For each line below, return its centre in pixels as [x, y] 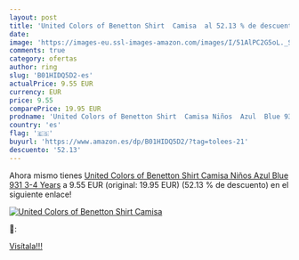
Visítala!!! [26, 246]
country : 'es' [36, 126]
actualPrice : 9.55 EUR [51, 84]
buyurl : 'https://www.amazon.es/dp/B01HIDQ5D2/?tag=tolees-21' [129, 142]
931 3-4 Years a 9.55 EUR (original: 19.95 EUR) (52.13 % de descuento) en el [149, 184]
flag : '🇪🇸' [31, 134]
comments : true [37, 51]
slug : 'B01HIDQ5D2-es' [51, 76]
